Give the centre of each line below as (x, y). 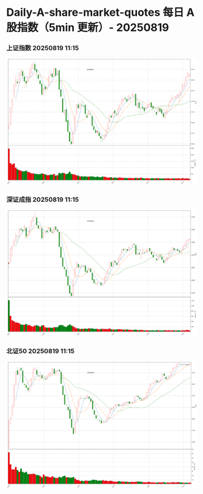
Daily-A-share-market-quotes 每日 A (101, 12)
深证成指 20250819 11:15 (43, 199)
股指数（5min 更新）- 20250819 (88, 28)
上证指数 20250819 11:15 (43, 48)
